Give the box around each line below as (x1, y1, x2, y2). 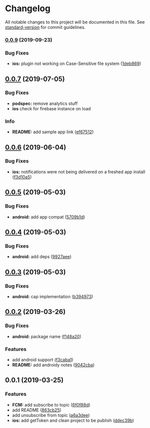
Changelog (5, 3, 51, 14)
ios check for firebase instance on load (12, 105, 91, 111)
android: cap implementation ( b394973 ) (12, 293, 94, 299)
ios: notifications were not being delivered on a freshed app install (12, 169, 145, 175)
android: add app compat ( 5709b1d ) (12, 214, 85, 220)
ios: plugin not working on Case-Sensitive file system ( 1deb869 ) (12, 61, 141, 66)
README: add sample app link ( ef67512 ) (12, 129, 94, 135)
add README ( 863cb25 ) (12, 407, 62, 413)
